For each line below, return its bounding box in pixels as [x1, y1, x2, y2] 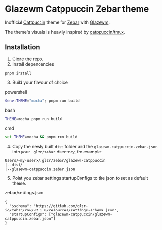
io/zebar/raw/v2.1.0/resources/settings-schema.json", [5, 208, 119, 213]
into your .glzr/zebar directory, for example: [12, 149, 102, 154]
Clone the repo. [12, 56, 44, 62]
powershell [5, 89, 27, 95]
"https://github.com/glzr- [33, 204, 89, 209]
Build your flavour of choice [12, 79, 68, 85]
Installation [5, 43, 40, 52]
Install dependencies [12, 61, 55, 67]
